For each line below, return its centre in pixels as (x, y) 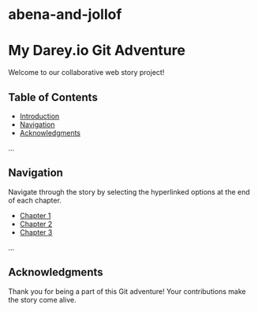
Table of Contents (53, 97)
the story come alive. (42, 299)
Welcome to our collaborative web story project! (86, 72)
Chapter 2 (36, 224)
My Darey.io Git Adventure (97, 51)
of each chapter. (35, 200)
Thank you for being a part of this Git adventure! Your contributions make (127, 291)
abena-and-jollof (65, 15)
